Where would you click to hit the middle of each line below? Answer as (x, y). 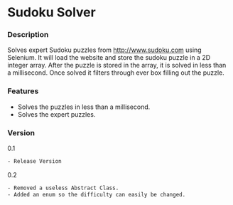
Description (28, 35)
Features (23, 91)
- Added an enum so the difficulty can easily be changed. (97, 194)
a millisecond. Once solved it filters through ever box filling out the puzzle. (116, 73)
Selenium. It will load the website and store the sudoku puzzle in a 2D (109, 58)
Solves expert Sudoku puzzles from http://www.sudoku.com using (104, 50)
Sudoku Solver (52, 12)
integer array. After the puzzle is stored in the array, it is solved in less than (117, 65)
